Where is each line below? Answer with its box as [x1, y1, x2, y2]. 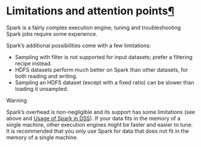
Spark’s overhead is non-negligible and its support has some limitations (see [6, 108, 196, 115]
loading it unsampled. [14, 85, 69, 92]
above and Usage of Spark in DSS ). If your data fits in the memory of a [6, 115, 181, 122]
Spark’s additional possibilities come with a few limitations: [6, 42, 151, 49]
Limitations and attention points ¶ [6, 4, 175, 18]
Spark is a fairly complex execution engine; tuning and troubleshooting [6, 24, 181, 31]
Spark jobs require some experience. [6, 30, 98, 37]
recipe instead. [14, 60, 52, 67]
